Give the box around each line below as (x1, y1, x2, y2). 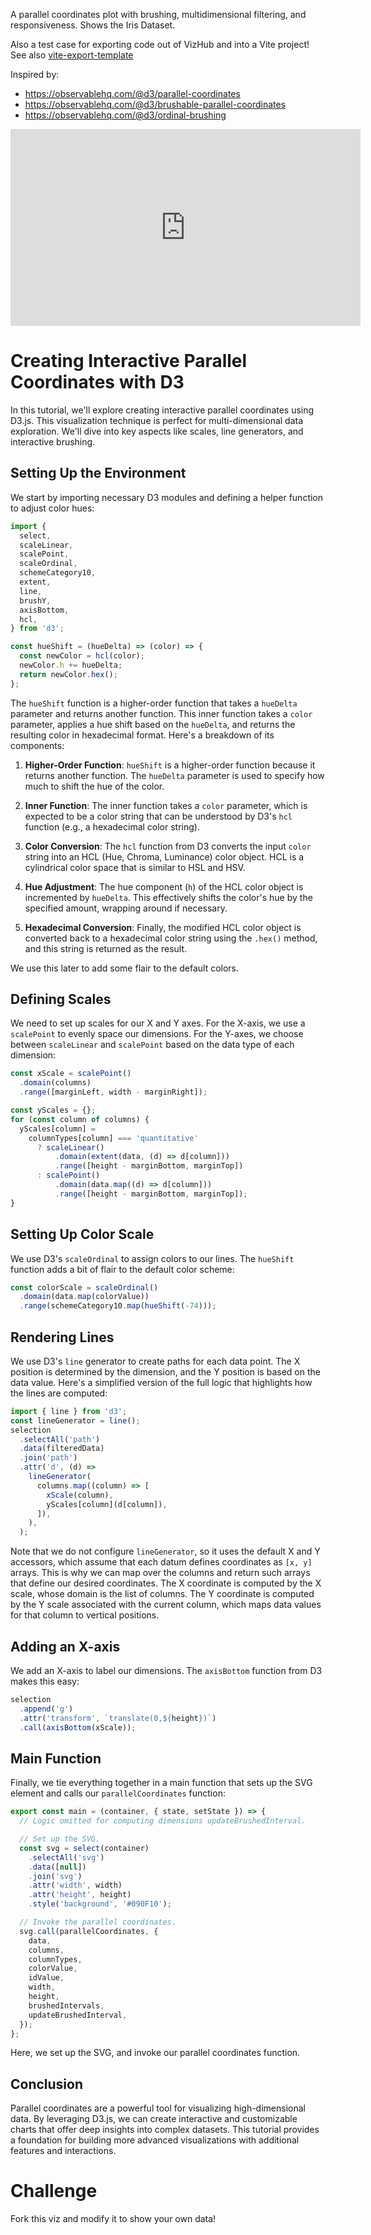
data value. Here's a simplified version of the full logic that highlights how (10, 1376, 313, 1388)
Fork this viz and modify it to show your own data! (10, 2213, 217, 2225)
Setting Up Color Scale (10, 1226, 155, 1243)
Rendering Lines (10, 1329, 115, 1346)
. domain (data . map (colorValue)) (19, 1292, 150, 1302)
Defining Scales (10, 991, 112, 1008)
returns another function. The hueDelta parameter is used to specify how (24, 769, 325, 781)
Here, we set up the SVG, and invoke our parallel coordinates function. (10, 2047, 301, 2059)
